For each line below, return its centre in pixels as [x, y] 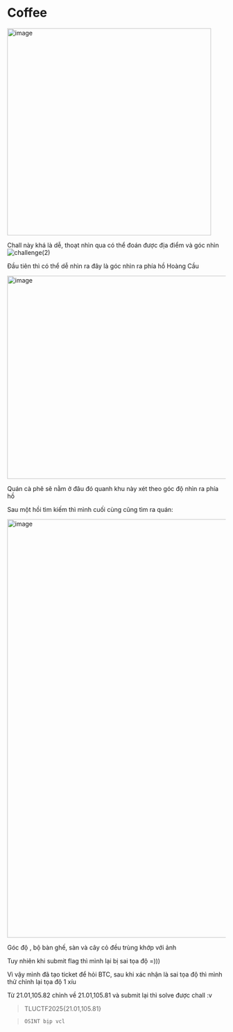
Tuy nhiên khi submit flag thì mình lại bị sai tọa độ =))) [84, 960]
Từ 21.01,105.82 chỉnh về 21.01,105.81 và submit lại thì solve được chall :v [110, 995]
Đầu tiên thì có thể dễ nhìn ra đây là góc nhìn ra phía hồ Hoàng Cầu [103, 266]
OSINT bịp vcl [44, 1021]
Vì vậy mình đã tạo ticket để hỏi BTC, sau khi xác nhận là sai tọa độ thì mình [115, 974]
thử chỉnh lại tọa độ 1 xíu [42, 981]
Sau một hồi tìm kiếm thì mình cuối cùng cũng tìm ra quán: [90, 509]
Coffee [27, 13]
